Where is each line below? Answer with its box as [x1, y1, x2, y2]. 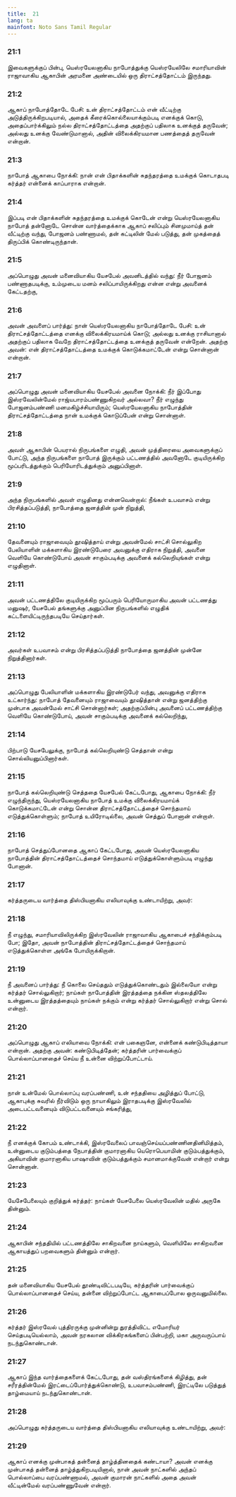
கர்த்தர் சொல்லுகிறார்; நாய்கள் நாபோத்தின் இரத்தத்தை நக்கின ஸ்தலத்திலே [7, 988, 207, 997]
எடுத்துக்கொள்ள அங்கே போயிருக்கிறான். [7, 945, 116, 955]
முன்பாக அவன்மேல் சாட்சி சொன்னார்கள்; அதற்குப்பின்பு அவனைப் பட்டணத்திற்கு [7, 704, 223, 712]
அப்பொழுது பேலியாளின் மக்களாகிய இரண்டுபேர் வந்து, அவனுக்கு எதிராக [7, 687, 206, 697]
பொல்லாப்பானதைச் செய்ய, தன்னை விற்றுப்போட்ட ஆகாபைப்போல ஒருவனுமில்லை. [7, 1288, 228, 1297]
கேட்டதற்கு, [7, 287, 38, 296]
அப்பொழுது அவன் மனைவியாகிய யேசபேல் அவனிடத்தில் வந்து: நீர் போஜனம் [7, 271, 212, 279]
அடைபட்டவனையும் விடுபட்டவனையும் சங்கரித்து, [7, 1104, 132, 1112]
